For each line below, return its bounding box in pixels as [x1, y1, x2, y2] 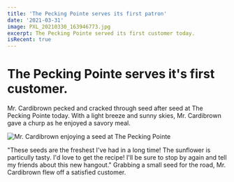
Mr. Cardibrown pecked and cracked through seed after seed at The [7, 104, 204, 112]
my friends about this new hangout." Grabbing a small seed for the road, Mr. [7, 161, 226, 169]
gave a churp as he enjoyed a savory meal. [7, 119, 131, 128]
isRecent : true [7, 36, 52, 43]
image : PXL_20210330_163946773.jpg [7, 23, 111, 30]
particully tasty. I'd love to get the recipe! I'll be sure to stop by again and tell [7, 153, 227, 162]
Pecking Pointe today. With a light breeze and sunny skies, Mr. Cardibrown [7, 112, 221, 120]
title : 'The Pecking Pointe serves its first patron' [7, 10, 168, 17]
